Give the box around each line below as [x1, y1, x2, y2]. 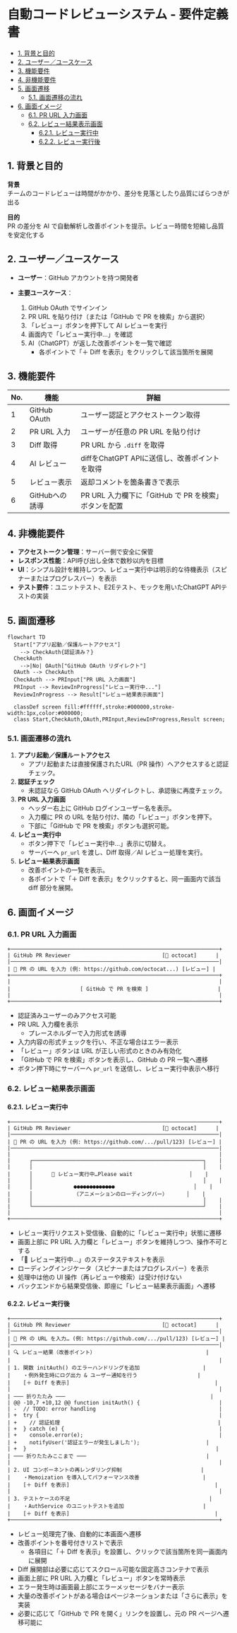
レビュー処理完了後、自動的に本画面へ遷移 [17, 1530, 142, 1538]
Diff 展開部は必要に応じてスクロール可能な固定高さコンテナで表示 [17, 1565, 209, 1574]
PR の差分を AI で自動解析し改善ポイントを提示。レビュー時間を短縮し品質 [7, 221, 224, 230]
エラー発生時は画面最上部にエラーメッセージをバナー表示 [17, 1583, 185, 1591]
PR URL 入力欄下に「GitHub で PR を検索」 [80, 491, 224, 501]
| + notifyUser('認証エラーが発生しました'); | [7, 1439, 209, 1446]
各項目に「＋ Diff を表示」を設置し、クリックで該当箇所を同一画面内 [28, 1547, 228, 1556]
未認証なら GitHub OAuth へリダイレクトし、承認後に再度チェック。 [28, 786, 226, 795]
